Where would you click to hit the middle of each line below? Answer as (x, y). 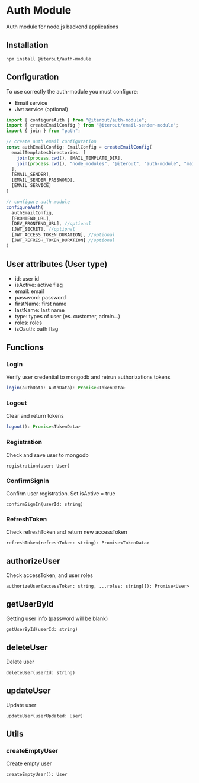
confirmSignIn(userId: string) (45, 504)
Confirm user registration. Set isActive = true (61, 493)
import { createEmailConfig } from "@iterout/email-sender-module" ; (92, 125)
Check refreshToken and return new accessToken (67, 532)
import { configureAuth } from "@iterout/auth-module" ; (76, 120)
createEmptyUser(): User (37, 775)
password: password (40, 297)
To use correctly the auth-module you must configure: (72, 91)
